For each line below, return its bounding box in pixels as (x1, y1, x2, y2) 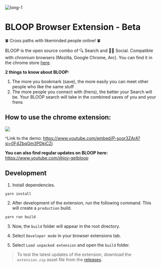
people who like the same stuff (12, 83, 74, 89)
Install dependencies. (12, 182, 55, 188)
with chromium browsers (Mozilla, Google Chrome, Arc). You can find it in (5, 54, 152, 60)
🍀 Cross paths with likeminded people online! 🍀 (5, 37, 101, 43)
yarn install (5, 191, 32, 196)
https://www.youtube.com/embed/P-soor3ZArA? (43, 135, 141, 141)
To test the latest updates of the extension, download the (17, 251, 131, 257)
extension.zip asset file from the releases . (17, 257, 103, 263)
